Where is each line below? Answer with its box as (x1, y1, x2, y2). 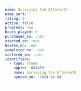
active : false (5, 20, 34, 26)
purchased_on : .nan (5, 34, 44, 39)
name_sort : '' (5, 12, 34, 16)
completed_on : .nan (5, 47, 44, 52)
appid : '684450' (13, 66, 47, 71)
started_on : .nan (5, 39, 40, 44)
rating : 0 (5, 16, 25, 21)
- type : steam (9, 61, 38, 66)
